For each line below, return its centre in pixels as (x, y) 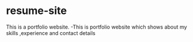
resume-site (37, 11)
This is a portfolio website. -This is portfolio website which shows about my (96, 27)
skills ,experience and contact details (51, 33)
